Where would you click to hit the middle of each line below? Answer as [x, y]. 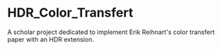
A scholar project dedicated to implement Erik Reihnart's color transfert [111, 32]
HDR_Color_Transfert [70, 13]
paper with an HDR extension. [51, 39]
